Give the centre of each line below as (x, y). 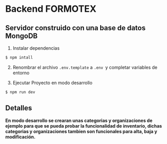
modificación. (20, 137)
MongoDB (21, 36)
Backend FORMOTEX (51, 9)
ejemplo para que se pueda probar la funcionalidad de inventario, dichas (84, 126)
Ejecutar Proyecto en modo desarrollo (53, 83)
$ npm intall (19, 57)
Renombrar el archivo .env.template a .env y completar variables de (85, 67)
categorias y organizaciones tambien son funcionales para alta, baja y (81, 131)
